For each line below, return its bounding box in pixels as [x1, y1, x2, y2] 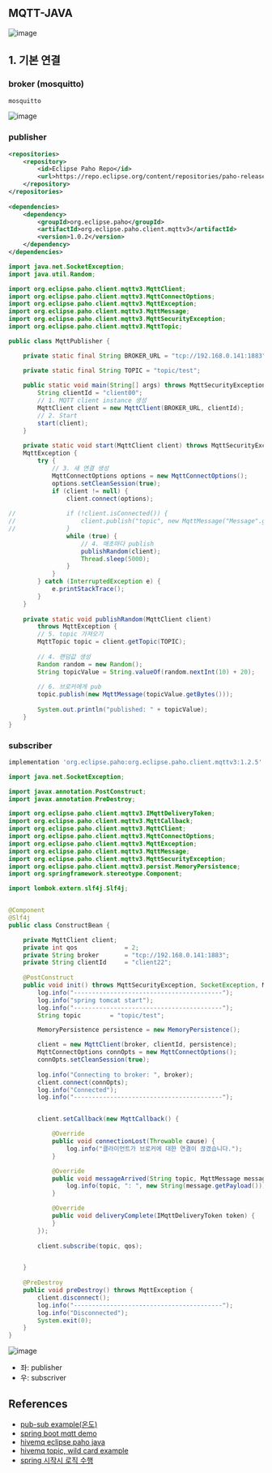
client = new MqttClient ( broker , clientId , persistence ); [37, 1041, 237, 1049]
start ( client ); [37, 419, 89, 427]
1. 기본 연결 [8, 54, 61, 67]
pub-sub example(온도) [19, 1419, 98, 1429]
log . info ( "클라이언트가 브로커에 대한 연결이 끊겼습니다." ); [66, 1145, 243, 1153]
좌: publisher [19, 1363, 62, 1372]
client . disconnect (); [37, 1293, 111, 1302]
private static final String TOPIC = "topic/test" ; [23, 366, 201, 375]
